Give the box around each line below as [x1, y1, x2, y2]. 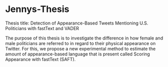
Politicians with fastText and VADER [5, 25, 79, 31]
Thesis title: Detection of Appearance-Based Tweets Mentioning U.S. [5, 20, 149, 26]
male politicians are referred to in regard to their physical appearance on [5, 40, 156, 46]
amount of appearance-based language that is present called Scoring [5, 51, 150, 57]
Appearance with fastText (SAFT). [5, 56, 76, 62]
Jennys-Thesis [5, 3, 70, 15]
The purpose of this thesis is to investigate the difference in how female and [5, 35, 163, 41]
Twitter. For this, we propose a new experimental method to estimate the [5, 45, 156, 51]
